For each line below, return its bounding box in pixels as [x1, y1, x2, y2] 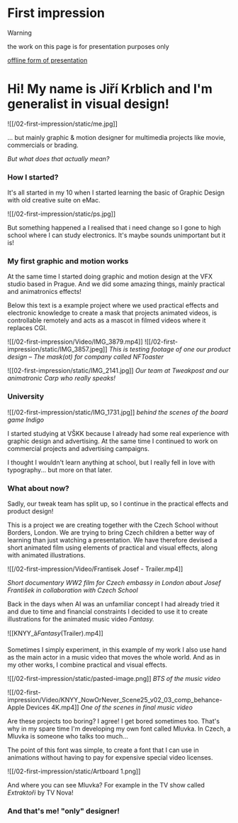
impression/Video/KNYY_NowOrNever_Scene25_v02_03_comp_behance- [7, 696, 222, 704]
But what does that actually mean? [7, 154, 110, 163]
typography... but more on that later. [7, 465, 113, 474]
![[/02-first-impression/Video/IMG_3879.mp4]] [7, 337, 143, 346]
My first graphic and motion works [7, 256, 129, 266]
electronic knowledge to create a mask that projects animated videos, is [7, 309, 217, 317]
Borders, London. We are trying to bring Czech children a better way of [7, 528, 215, 537]
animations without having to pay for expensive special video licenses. [7, 753, 214, 762]
